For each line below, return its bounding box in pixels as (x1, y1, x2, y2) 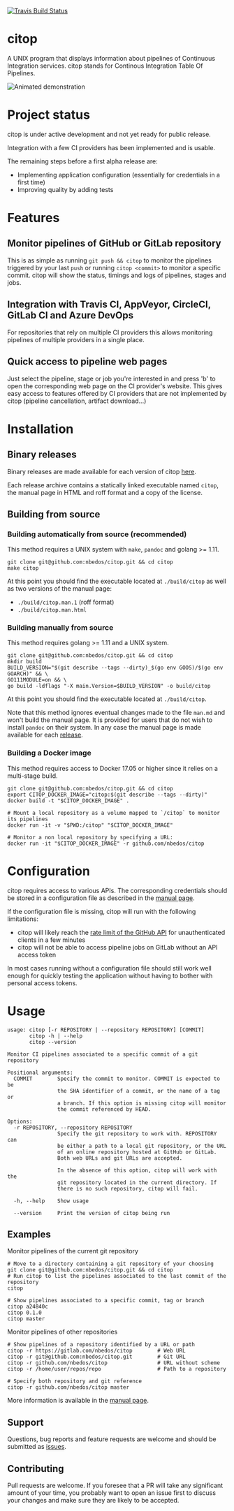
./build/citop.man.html (17, 607, 87, 614)
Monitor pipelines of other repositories (7, 1327, 118, 1336)
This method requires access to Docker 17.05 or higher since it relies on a (7, 764, 219, 772)
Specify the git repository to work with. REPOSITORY (57, 1130, 217, 1137)
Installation (7, 421, 74, 436)
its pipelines (7, 816, 49, 823)
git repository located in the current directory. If (57, 1179, 217, 1186)
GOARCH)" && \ (7, 670, 49, 677)
